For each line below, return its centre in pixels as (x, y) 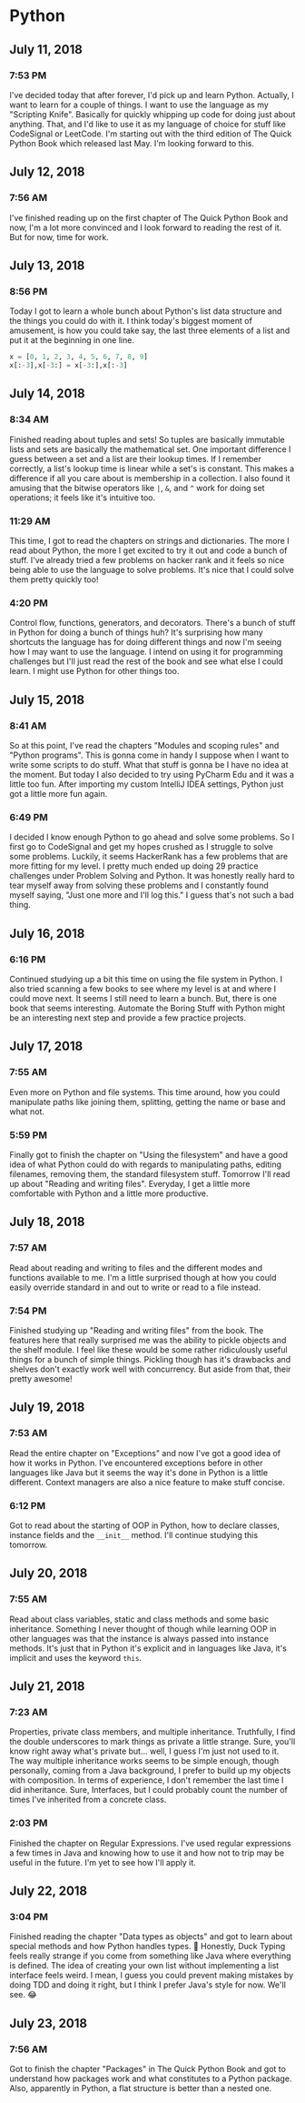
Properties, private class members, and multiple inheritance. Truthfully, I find (152, 1732)
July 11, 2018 (46, 50)
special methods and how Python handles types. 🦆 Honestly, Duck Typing (148, 1947)
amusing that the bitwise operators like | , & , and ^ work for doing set (137, 488)
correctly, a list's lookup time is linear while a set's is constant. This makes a (152, 468)
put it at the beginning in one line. (72, 340)
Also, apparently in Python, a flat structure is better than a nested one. (141, 2088)
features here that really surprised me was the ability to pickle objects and (148, 1340)
